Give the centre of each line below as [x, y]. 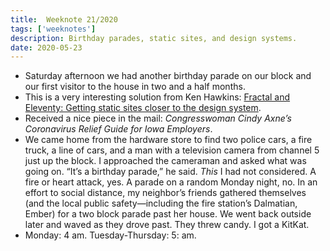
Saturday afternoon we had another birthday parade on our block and [168, 76]
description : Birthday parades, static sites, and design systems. [154, 38]
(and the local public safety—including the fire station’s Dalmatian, [161, 203]
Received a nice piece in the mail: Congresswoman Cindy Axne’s [158, 118]
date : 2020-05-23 [46, 47]
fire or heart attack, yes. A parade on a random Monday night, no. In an [171, 182]
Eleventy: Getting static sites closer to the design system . [143, 108]
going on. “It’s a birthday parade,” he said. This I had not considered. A [170, 172]
